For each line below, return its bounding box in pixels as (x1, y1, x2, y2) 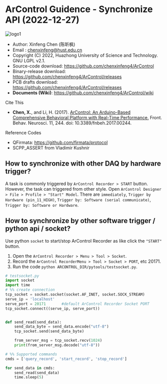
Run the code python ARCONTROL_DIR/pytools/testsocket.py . (12, 263, 138, 270)
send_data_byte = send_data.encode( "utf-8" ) (14, 324, 109, 329)
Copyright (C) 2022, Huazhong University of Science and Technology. (12, 52, 158, 58)
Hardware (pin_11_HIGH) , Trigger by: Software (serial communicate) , (5, 196, 151, 202)
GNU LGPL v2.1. (12, 57, 45, 63)
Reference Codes (5, 129, 42, 135)
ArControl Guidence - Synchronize (5, 4, 153, 15)
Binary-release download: (12, 68, 66, 74)
